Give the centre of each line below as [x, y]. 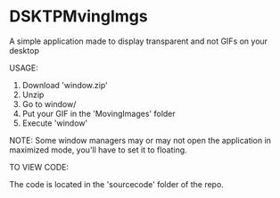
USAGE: [24, 68]
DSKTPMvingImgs [79, 16]
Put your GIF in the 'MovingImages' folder [99, 113]
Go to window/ [49, 103]
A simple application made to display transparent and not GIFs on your [139, 41]
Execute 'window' [55, 123]
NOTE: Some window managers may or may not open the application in [140, 140]
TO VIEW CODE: [39, 167]
